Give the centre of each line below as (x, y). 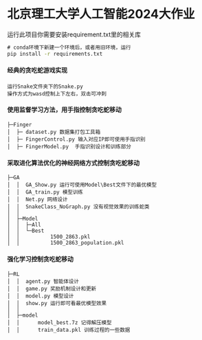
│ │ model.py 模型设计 (41, 296)
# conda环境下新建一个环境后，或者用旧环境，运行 (69, 47)
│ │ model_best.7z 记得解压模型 (59, 322)
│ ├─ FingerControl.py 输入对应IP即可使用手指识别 (76, 139)
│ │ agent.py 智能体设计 (43, 281)
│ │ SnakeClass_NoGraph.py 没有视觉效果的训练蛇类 (78, 207)
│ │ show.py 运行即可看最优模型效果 (57, 303)
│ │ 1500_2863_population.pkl (66, 243)
